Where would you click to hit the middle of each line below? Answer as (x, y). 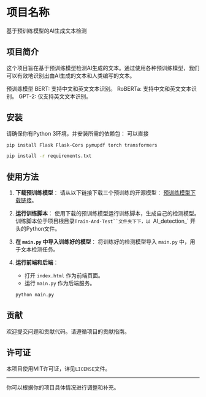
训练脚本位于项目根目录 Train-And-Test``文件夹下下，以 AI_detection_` (102, 221)
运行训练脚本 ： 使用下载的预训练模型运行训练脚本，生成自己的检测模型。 (107, 214)
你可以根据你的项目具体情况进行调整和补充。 (63, 387)
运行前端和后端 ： (37, 263)
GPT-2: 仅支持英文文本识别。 (55, 96)
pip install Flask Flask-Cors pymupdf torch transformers (82, 145)
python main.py (35, 295)
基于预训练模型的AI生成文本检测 (47, 31)
